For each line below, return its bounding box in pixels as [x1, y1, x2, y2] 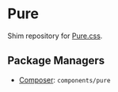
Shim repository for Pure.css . [7, 31, 103, 40]
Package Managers [7, 54, 105, 67]
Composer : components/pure [18, 75, 111, 84]
